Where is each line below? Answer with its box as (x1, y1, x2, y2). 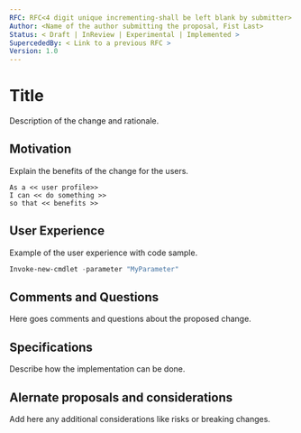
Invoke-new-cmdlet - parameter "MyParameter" (9, 264, 179, 273)
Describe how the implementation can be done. (9, 364, 186, 374)
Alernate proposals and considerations (9, 390, 233, 405)
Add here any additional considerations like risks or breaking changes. (9, 414, 270, 424)
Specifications (9, 339, 93, 355)
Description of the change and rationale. (9, 115, 160, 126)
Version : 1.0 (9, 47, 59, 56)
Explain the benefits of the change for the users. (9, 165, 189, 176)
